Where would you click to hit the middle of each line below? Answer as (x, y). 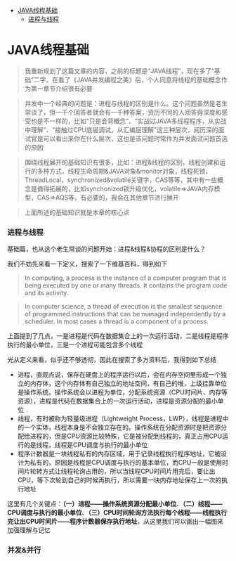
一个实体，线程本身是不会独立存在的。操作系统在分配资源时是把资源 (122, 427)
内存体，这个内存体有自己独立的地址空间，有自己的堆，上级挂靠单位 (128, 383)
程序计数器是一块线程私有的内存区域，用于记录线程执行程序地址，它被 (119, 454)
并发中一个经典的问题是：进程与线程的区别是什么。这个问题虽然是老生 (126, 103)
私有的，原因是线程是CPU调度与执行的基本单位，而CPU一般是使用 (126, 463)
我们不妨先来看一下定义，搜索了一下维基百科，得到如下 (87, 264)
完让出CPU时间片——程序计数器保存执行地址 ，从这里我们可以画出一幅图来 (115, 522)
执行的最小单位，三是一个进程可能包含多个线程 (75, 345)
